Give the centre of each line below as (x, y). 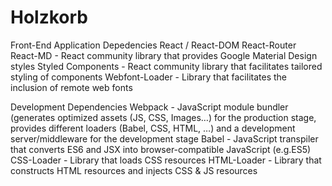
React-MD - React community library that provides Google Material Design (164, 55)
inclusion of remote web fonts (71, 87)
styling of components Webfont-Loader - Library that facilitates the (148, 77)
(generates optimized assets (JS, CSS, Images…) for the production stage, (163, 117)
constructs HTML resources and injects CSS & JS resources (134, 170)
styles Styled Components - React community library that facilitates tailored (166, 66)
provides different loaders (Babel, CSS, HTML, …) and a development (153, 128)
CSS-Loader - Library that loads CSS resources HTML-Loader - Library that (166, 160)
